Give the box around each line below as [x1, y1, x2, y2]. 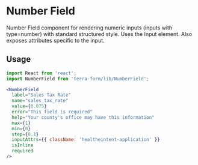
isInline [11, 142, 34, 148]
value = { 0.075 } [11, 103, 47, 109]
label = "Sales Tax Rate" [11, 92, 71, 98]
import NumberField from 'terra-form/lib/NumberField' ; [6, 76, 149, 82]
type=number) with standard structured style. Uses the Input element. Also [6, 30, 193, 37]
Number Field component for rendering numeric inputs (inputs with [6, 24, 173, 31]
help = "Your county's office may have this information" [11, 114, 155, 121]
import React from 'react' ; [6, 70, 77, 76]
